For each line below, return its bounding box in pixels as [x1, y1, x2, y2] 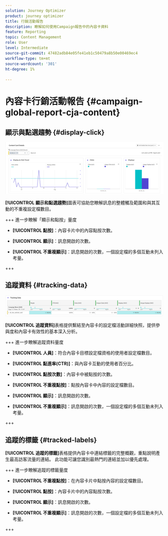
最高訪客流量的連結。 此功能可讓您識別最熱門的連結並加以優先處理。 [9, 456, 151, 462]
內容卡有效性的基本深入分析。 [18, 328, 80, 334]
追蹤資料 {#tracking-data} [5, 281, 88, 290]
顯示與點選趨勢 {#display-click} [5, 128, 105, 137]
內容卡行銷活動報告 [5, 96, 85, 107]
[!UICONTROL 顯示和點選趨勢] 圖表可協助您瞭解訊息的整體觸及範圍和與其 [5, 199, 156, 206]
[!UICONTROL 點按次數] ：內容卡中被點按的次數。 [12, 371, 115, 377]
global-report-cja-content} [5, 107, 120, 118]
